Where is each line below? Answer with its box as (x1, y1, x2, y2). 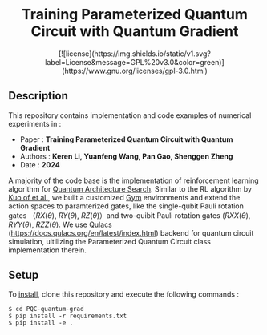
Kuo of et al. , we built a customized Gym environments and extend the (8, 192, 241, 202)
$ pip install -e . (8, 319, 74, 327)
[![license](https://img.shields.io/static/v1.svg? (59, 49, 211, 59)
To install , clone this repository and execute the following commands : (8, 289, 239, 299)
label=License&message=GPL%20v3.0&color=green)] (45, 57, 225, 67)
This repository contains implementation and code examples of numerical (8, 110, 252, 120)
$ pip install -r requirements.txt (8, 312, 127, 321)
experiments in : (8, 119, 62, 128)
